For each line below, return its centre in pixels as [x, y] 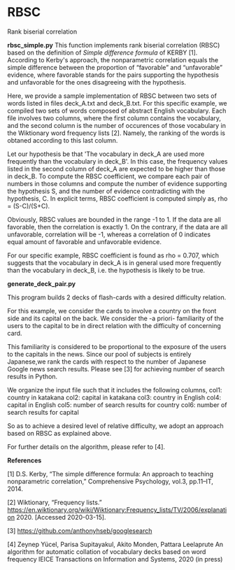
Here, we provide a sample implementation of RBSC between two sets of [112, 96]
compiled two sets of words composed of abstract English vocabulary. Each [117, 111]
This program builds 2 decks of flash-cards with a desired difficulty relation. [117, 297]
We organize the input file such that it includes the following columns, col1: [115, 390]
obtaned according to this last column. [63, 140]
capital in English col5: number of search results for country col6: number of [117, 405]
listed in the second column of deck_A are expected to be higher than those [116, 169]
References [24, 460]
